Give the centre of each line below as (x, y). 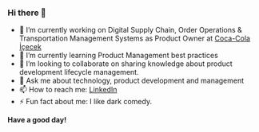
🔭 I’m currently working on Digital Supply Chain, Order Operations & (131, 30)
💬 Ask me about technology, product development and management (131, 81)
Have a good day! (37, 120)
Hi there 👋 (27, 13)
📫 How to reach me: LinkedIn (68, 90)
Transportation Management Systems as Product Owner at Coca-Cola (135, 38)
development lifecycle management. (79, 72)
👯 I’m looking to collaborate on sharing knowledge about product (126, 64)
